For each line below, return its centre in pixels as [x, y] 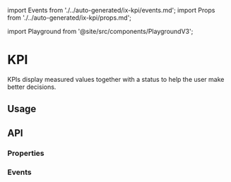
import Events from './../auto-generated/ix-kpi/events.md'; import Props [111, 10]
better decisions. [32, 87]
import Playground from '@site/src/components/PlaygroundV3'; [100, 31]
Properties [26, 153]
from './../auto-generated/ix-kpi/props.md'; [70, 18]
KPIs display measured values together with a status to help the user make [116, 79]
